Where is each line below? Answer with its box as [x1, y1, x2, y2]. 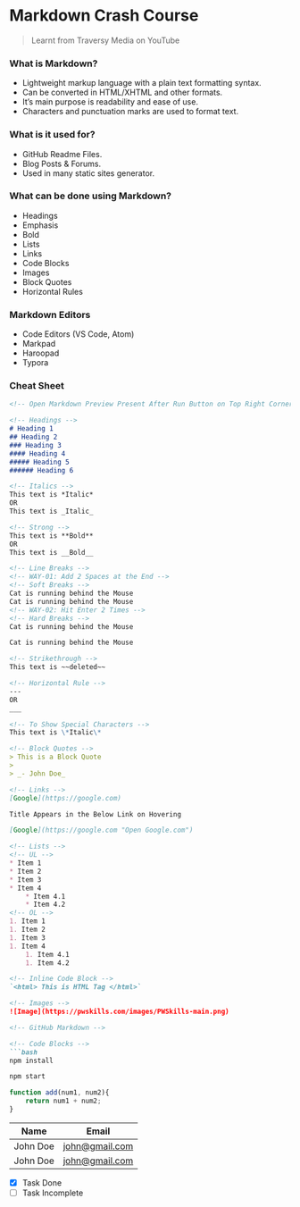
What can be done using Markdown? [9, 189, 172, 202]
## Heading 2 [9, 432, 58, 442]
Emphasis [21, 220, 59, 231]
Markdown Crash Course [9, 5, 199, 26]
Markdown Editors [9, 308, 91, 321]
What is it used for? [9, 129, 96, 141]
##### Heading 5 [9, 457, 70, 466]
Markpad [21, 339, 56, 349]
